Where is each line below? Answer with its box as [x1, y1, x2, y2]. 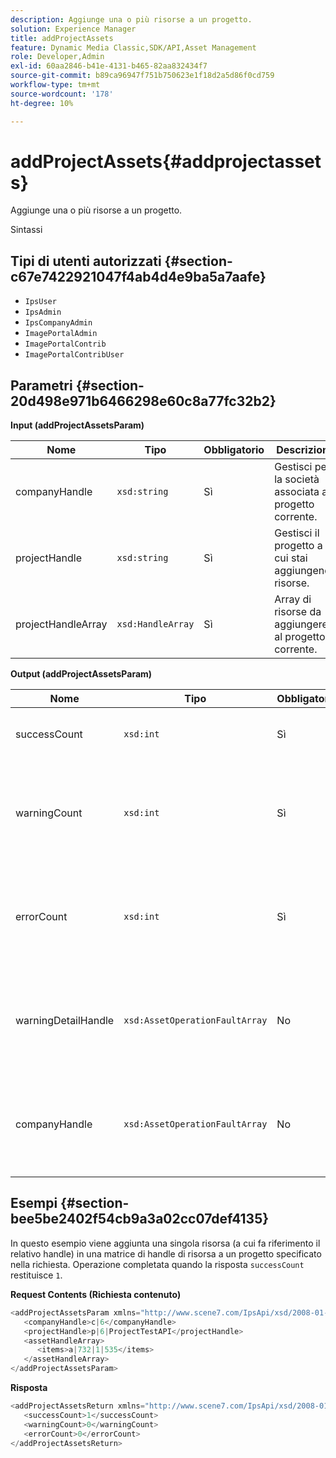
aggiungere [274, 617, 328, 631]
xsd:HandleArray [116, 619, 195, 630]
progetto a [274, 539, 323, 553]
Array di [274, 592, 312, 606]
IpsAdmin [24, 307, 62, 318]
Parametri [10, 377, 73, 394]
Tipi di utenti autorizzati [10, 252, 162, 270]
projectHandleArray [15, 617, 108, 631]
